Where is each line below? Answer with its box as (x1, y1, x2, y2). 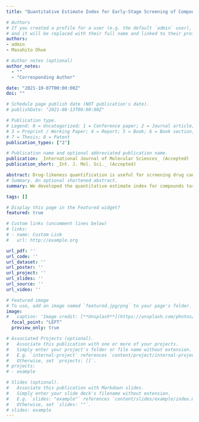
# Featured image (6, 297, 49, 303)
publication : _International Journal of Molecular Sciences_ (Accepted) (6, 156, 190, 162)
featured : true (6, 210, 44, 216)
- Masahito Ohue (6, 47, 46, 53)
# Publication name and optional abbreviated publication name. (6, 150, 168, 156)
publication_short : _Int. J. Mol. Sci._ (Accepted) (6, 161, 136, 167)
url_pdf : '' (6, 248, 36, 254)
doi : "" (6, 90, 25, 97)
